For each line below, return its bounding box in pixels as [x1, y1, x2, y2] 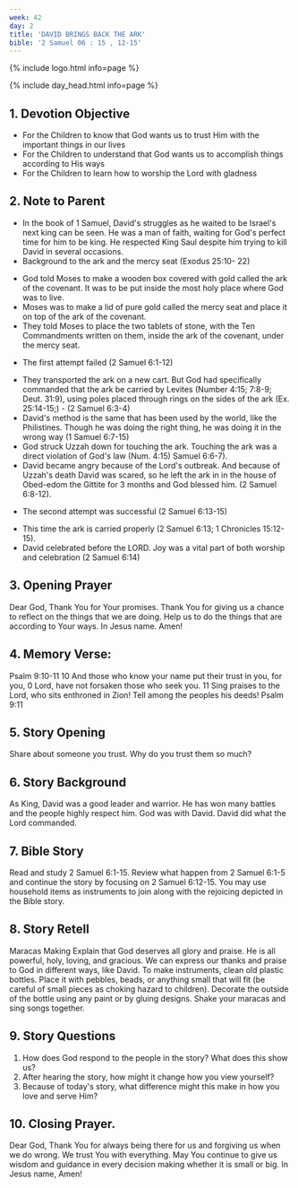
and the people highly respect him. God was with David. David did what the [9, 808, 286, 819]
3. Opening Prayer [9, 578, 113, 593]
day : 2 [9, 22, 34, 30]
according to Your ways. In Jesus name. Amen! [9, 620, 183, 632]
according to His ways [21, 159, 106, 169]
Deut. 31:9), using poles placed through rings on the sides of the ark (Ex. [21, 393, 290, 404]
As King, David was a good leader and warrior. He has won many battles [9, 798, 276, 809]
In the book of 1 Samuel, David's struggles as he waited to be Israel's [21, 217, 277, 228]
